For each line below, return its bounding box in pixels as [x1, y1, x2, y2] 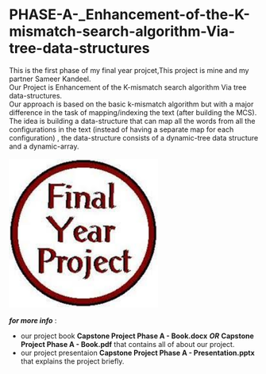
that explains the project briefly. [20, 356, 125, 366]
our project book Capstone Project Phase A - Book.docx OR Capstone [20, 331, 255, 341]
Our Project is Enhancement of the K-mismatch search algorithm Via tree [9, 82, 247, 92]
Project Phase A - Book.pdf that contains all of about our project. [20, 339, 235, 349]
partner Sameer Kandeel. [9, 74, 91, 83]
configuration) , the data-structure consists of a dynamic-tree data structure [9, 133, 259, 142]
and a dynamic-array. [9, 141, 79, 151]
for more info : [9, 315, 57, 325]
